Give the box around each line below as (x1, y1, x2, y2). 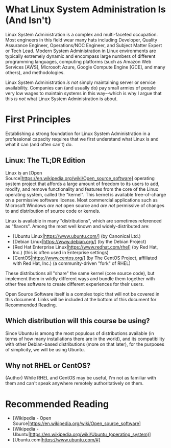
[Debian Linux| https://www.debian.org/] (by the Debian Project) (12, 238, 146, 244)
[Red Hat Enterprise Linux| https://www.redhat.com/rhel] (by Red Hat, (12, 244, 158, 250)
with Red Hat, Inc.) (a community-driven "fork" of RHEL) (12, 260, 131, 266)
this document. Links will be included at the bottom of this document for (5, 296, 157, 302)
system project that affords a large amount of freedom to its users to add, (5, 181, 160, 187)
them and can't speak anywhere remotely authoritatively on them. (5, 380, 144, 387)
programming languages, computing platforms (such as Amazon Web (5, 58, 152, 64)
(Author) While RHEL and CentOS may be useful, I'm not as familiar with (5, 375, 157, 381)
